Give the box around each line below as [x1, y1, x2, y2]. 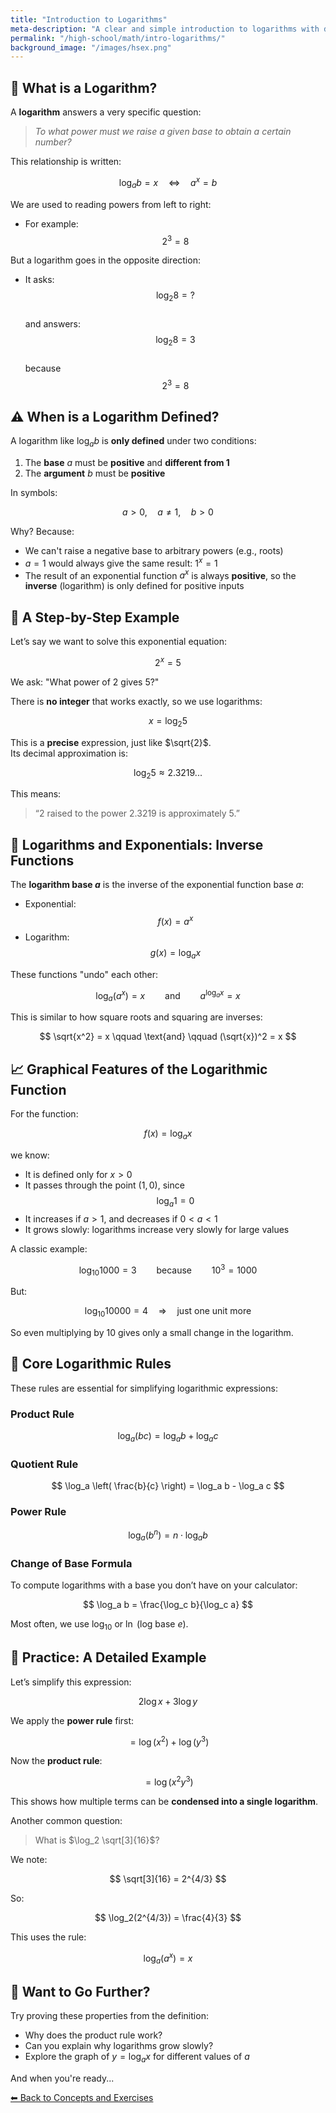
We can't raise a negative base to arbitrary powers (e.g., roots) [24, 545, 284, 557]
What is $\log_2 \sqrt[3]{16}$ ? [34, 1834, 160, 1846]
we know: [10, 1149, 50, 1161]
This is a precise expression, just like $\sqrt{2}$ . [10, 736, 212, 748]
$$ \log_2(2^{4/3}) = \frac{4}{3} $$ [94, 1911, 242, 1923]
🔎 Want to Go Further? [10, 1983, 151, 2000]
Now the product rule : [10, 1755, 103, 1767]
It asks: [24, 274, 55, 286]
